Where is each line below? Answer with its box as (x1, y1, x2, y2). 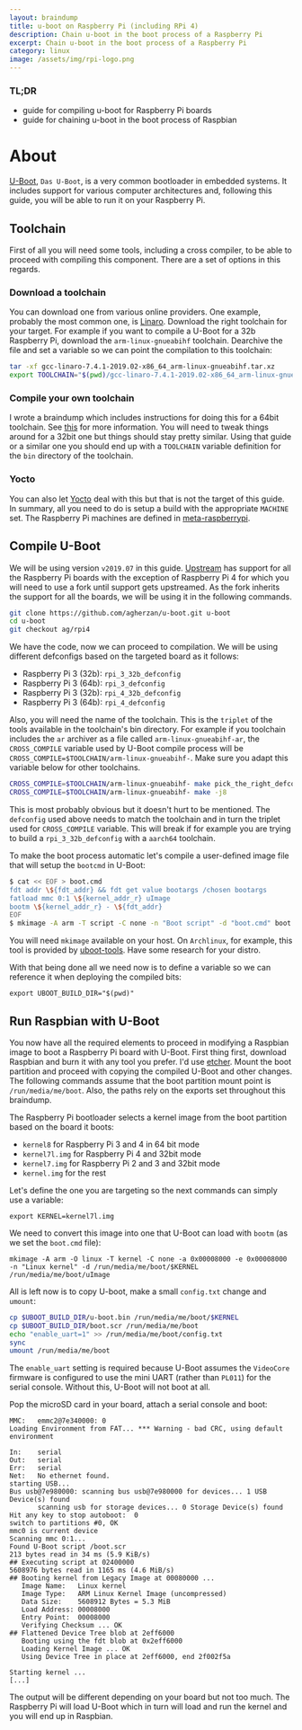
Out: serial (9, 1456, 63, 1465)
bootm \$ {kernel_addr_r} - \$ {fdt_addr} (9, 902, 164, 911)
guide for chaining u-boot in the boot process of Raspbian (22, 114, 237, 126)
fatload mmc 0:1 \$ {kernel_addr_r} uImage (9, 893, 171, 903)
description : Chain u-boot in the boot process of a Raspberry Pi (9, 30, 263, 39)
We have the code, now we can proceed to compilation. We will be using (9, 642, 279, 652)
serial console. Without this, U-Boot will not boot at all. (9, 1381, 211, 1393)
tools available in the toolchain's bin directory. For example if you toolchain (9, 724, 286, 735)
